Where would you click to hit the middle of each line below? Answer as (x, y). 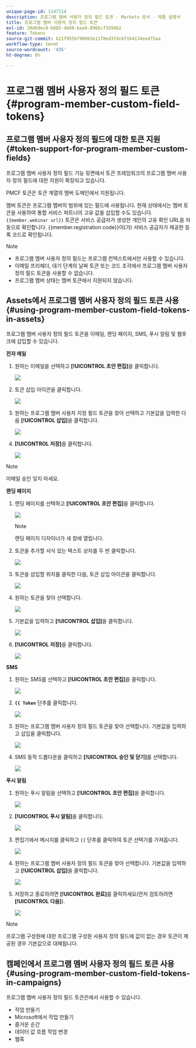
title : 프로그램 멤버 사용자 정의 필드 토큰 (52, 22)
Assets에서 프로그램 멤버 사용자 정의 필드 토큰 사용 (93, 300)
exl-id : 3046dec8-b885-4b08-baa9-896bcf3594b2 (64, 28)
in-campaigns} (34, 982)
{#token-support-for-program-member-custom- (97, 149)
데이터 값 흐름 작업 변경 (41, 1032)
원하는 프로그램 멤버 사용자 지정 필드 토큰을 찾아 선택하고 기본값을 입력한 (97, 413)
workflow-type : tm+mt (32, 45)
